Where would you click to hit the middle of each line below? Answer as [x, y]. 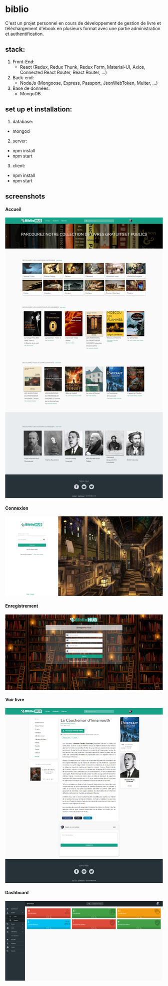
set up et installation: [39, 110]
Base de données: [31, 88]
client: [19, 165]
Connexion [17, 508]
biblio [17, 9]
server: [20, 141]
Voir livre [15, 700]
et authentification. [24, 34]
